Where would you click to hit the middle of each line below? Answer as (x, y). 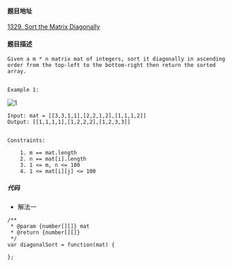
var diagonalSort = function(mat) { (61, 245)
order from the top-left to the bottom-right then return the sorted (112, 66)
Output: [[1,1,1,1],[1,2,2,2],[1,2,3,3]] (69, 122)
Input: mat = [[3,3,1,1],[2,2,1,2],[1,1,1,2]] (77, 116)
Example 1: (23, 90)
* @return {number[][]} (45, 232)
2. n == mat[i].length (53, 159)
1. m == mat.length (49, 153)
